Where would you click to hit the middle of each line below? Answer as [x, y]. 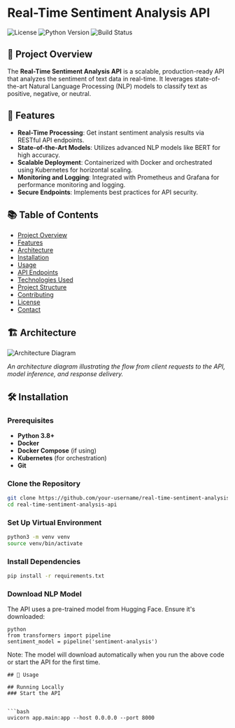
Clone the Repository [44, 483]
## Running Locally [36, 687]
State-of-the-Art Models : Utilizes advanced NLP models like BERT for [119, 147]
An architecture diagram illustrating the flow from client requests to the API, [116, 366]
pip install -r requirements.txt [56, 576]
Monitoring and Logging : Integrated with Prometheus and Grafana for [118, 177]
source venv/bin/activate [45, 544]
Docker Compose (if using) [57, 451]
